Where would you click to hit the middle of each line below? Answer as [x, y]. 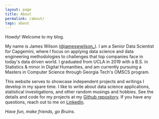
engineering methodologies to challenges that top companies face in [74, 57]
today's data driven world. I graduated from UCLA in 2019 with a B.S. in [77, 62]
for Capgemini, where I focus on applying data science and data [70, 51]
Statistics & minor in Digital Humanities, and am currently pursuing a [73, 67]
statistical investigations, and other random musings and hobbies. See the [79, 92]
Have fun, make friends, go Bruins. [40, 112]
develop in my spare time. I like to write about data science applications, [78, 87]
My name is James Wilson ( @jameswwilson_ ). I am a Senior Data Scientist [79, 46]
